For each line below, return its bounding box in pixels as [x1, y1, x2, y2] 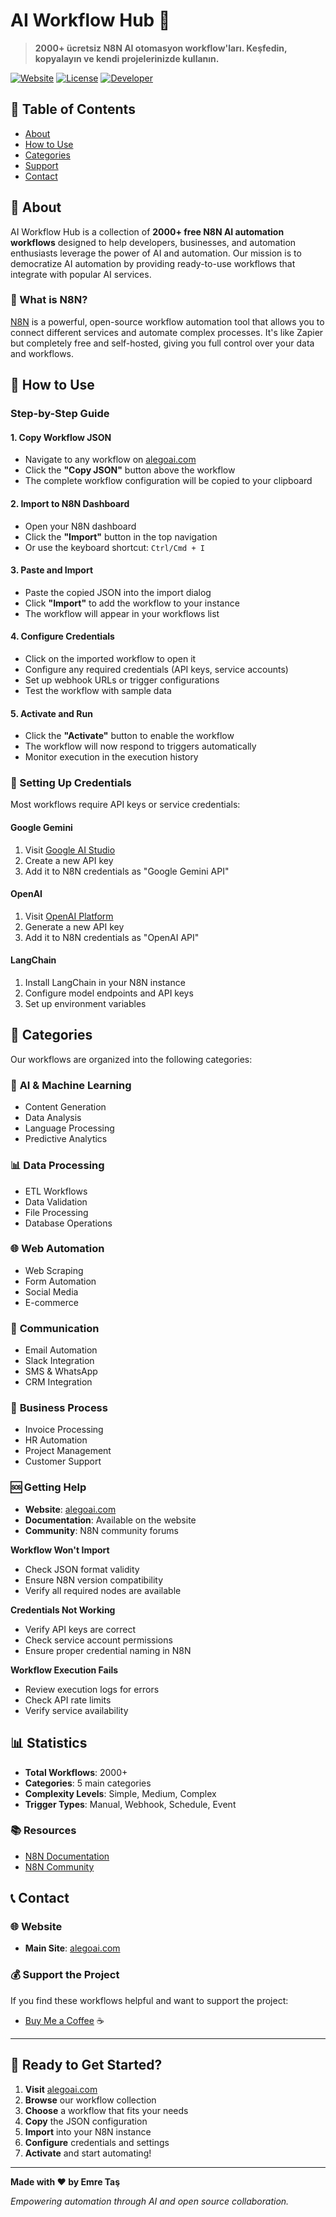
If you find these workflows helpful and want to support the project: [10, 1994, 289, 2006]
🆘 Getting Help [10, 1480, 87, 1494]
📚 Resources [10, 1824, 77, 1838]
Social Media [24, 1285, 79, 1298]
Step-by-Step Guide [10, 407, 110, 421]
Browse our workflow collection [24, 2094, 157, 2106]
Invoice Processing [24, 1424, 104, 1436]
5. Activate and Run [10, 707, 93, 719]
